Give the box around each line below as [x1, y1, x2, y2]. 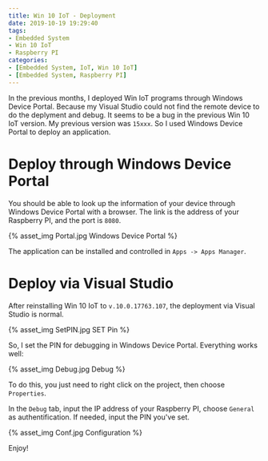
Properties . [8, 388, 46, 398]
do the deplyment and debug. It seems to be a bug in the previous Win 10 [8, 109, 250, 120]
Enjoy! [8, 443, 30, 452]
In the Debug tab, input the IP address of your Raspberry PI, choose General [8, 403, 254, 413]
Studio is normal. [8, 309, 64, 319]
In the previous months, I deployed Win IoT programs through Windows [8, 93, 243, 102]
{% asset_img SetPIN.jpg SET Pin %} [8, 324, 130, 334]
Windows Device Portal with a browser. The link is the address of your [8, 207, 240, 217]
